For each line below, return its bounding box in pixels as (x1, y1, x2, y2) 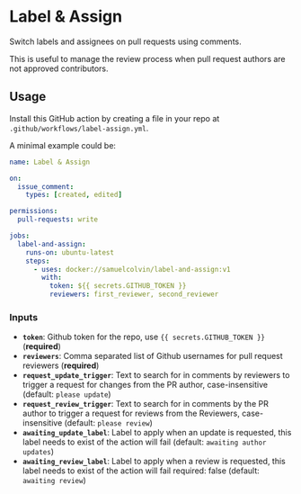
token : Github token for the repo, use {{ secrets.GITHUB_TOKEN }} (22, 331, 266, 343)
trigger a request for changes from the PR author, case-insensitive (22, 380, 268, 391)
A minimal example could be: (9, 139, 117, 150)
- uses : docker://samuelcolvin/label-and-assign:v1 (32, 265, 231, 274)
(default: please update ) (22, 389, 111, 400)
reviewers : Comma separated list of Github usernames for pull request (22, 351, 283, 362)
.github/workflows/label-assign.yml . (9, 122, 149, 133)
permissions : (9, 207, 58, 216)
